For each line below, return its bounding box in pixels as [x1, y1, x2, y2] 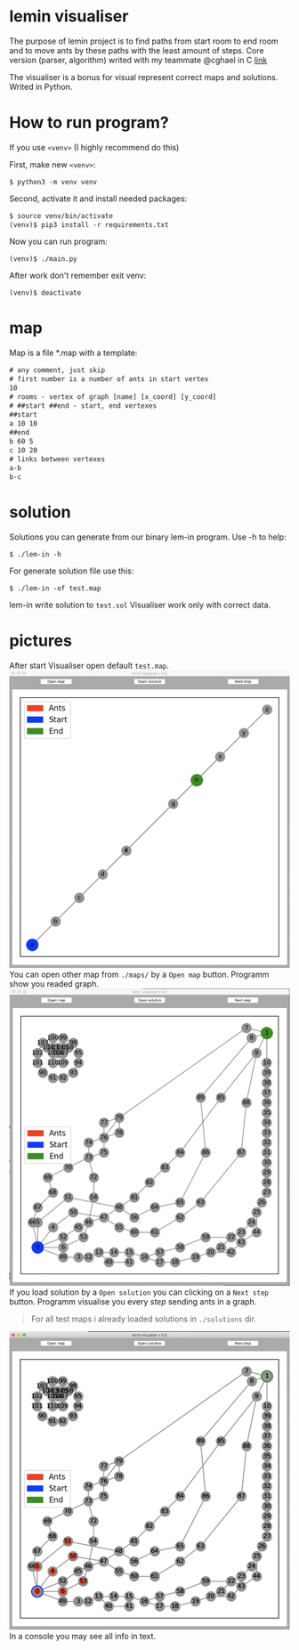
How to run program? [9, 113, 169, 133]
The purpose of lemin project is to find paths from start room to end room [9, 36, 279, 46]
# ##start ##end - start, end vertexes [9, 401, 158, 410]
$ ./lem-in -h [9, 549, 62, 558]
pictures [9, 630, 73, 651]
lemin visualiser [9, 6, 129, 27]
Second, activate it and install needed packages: [9, 193, 188, 204]
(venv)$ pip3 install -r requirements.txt [9, 220, 169, 229]
